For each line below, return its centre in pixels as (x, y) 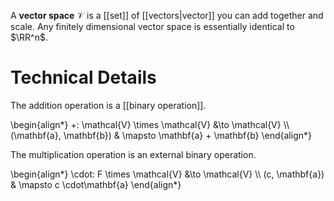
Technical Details (83, 77)
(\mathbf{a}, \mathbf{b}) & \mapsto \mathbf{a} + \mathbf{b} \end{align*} (161, 135)
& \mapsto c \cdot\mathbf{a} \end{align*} (96, 184)
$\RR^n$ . (29, 37)
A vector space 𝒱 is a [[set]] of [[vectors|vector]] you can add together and (167, 15)
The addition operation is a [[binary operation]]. (108, 105)
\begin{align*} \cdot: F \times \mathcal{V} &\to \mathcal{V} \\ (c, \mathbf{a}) (167, 174)
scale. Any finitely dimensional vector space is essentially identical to (152, 26)
